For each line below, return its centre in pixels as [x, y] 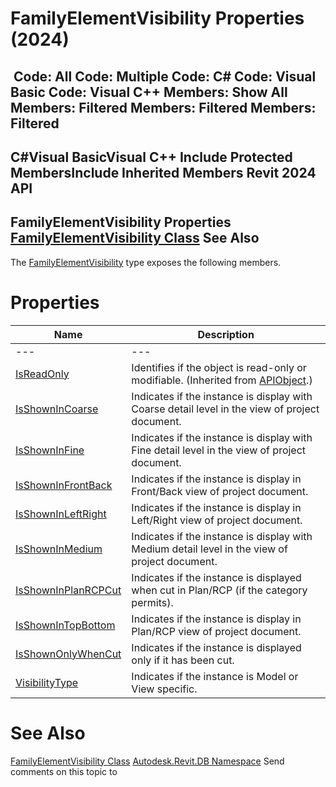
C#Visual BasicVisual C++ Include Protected [151, 157]
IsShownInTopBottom [65, 625]
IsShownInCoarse [57, 409]
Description [226, 334]
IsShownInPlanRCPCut [68, 590]
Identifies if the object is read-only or [219, 367]
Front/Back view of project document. [220, 491]
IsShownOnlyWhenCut [68, 654]
